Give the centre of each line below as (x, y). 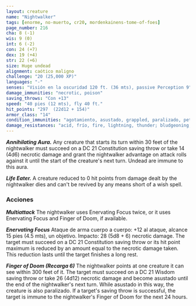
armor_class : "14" (28, 114)
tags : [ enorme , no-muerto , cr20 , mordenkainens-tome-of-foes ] (83, 22)
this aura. (17, 167)
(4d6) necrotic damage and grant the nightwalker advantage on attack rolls (96, 154)
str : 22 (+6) (22, 60)
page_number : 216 (27, 28)
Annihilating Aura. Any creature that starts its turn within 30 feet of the (92, 142)
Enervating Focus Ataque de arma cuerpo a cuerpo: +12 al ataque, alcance (97, 230)
